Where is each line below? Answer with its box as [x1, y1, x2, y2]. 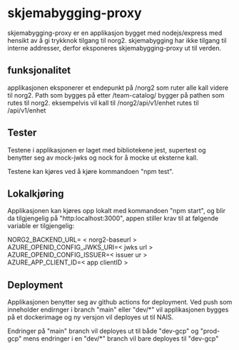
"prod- [200, 326, 220, 336]
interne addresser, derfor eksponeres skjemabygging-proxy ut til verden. [7, 43, 221, 52]
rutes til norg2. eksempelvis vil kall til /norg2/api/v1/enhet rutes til [7, 98, 199, 107]
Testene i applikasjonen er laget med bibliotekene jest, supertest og [7, 145, 206, 154]
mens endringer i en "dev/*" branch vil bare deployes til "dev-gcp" [23, 334, 219, 343]
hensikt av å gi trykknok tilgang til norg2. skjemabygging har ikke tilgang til [7, 36, 227, 44]
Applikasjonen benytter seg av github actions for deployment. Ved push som [7, 298, 233, 307]
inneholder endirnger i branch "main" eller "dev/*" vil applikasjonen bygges [7, 305, 229, 314]
